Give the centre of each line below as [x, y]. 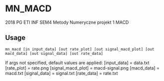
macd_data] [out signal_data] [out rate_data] [54, 53]
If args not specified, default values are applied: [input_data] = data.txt [77, 63]
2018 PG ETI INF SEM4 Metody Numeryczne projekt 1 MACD [67, 22]
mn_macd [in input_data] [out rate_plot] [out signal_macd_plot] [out [80, 49]
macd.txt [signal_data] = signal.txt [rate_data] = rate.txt [62, 73]
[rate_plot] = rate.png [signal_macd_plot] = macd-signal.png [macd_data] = [82, 68]
